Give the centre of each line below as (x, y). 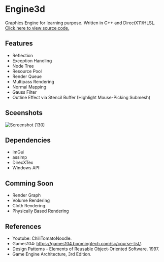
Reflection (23, 55)
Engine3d (25, 9)
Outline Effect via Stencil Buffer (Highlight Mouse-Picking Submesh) (81, 97)
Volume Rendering (31, 200)
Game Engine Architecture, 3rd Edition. (52, 254)
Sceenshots (24, 113)
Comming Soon (29, 183)
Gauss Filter (24, 92)
